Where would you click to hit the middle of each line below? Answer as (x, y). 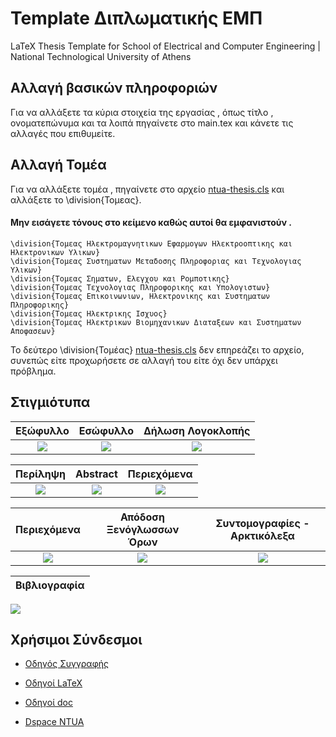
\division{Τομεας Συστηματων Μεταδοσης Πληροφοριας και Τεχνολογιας (156, 261)
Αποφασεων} (33, 331)
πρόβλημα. (33, 371)
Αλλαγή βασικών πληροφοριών (114, 88)
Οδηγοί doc (48, 703)
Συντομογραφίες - (262, 523)
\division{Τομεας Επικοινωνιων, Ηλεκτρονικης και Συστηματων (140, 296)
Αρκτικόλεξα (262, 535)
